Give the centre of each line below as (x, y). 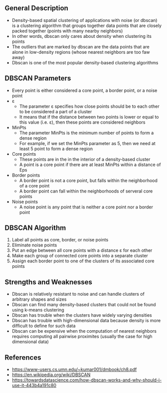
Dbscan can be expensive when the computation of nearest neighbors (84, 331)
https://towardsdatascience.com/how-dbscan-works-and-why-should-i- (87, 380)
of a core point (34, 186)
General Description (36, 8)
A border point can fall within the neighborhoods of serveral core (86, 191)
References (23, 357)
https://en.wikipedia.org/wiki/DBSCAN (51, 375)
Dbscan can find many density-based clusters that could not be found (84, 305)
